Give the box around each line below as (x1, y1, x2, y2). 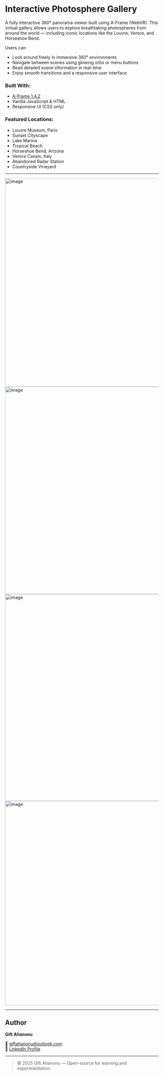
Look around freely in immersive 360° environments (12, 54, 117, 60)
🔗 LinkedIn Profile (5, 1046, 41, 1052)
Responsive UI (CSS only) (12, 104, 64, 110)
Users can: (5, 45, 27, 50)
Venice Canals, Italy (12, 153, 52, 159)
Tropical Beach (12, 143, 43, 149)
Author (5, 1018, 27, 1026)
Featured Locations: (5, 116, 54, 123)
